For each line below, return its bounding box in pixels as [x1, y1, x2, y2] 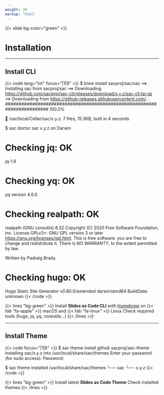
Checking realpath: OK [5, 209, 100, 220]
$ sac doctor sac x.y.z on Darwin [5, 125, 72, 131]
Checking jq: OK [5, 142, 72, 154]
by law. [5, 246, 20, 252]
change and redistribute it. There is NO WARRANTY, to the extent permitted [5, 240, 157, 246]
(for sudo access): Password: [5, 355, 64, 361]
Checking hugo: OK [5, 272, 86, 283]
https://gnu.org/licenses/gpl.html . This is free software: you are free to [5, 235, 147, 241]
